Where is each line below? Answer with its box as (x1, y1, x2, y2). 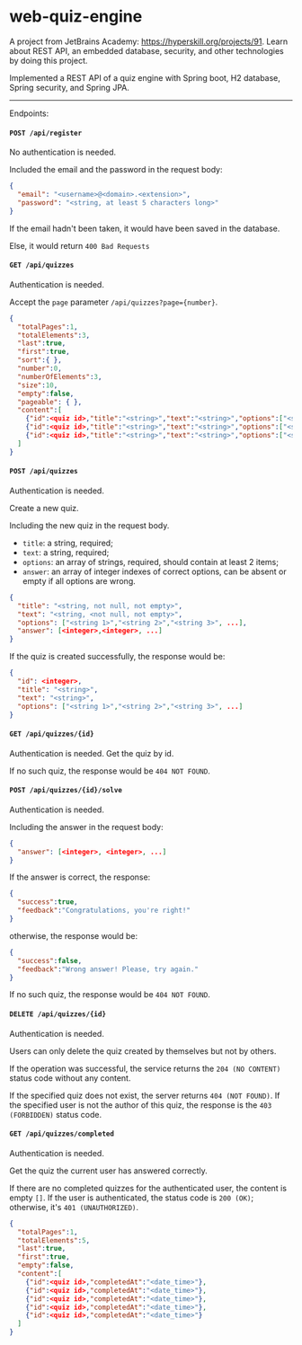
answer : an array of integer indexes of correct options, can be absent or (22, 566, 287, 577)
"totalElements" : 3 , (17, 331, 91, 340)
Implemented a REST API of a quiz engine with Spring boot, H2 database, (9, 72, 281, 83)
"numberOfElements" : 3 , (17, 372, 102, 381)
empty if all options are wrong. (22, 575, 137, 586)
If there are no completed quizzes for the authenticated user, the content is (9, 1182, 288, 1193)
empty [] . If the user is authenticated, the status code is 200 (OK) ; (9, 1192, 254, 1203)
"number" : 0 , (17, 364, 63, 374)
